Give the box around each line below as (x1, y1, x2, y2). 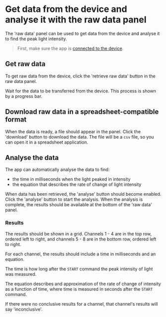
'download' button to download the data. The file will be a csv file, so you (5, 134, 154, 140)
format (5, 115, 27, 124)
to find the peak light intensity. (5, 36, 67, 42)
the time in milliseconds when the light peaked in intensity (12, 176, 131, 182)
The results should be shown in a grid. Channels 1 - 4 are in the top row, (5, 231, 152, 237)
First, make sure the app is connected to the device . (17, 45, 124, 51)
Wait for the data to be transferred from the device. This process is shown (5, 88, 156, 94)
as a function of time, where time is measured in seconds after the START (5, 286, 153, 292)
